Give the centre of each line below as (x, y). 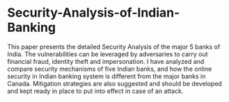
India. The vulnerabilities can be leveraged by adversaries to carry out (108, 54)
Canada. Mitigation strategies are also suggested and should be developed (115, 83)
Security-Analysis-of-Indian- (94, 13)
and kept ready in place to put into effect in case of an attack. (95, 91)
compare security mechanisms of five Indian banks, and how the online (110, 69)
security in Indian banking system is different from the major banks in (106, 76)
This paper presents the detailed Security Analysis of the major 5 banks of (114, 46)
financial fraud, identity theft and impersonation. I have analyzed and (106, 61)
